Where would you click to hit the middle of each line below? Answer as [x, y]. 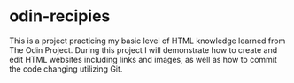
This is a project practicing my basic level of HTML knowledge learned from [147, 41]
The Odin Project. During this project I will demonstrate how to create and [143, 49]
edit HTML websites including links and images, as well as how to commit [143, 59]
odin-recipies [60, 16]
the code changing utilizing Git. [66, 69]
